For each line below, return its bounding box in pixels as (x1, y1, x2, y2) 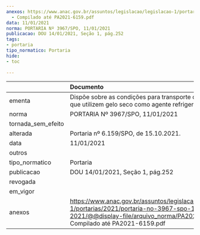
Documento (70, 83, 104, 91)
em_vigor (9, 187, 35, 196)
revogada (9, 178, 36, 186)
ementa (9, 96, 31, 105)
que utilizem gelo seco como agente (70, 101, 171, 109)
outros (9, 149, 28, 157)
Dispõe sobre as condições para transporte (70, 93, 192, 101)
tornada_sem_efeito (9, 120, 64, 128)
